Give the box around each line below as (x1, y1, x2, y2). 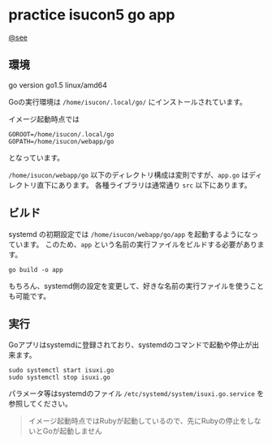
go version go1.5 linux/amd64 (8, 80, 108, 90)
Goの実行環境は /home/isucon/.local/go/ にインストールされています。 (8, 97, 248, 106)
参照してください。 (8, 399, 73, 409)
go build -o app (8, 265, 63, 273)
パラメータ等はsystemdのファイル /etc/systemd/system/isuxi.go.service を (8, 389, 265, 398)
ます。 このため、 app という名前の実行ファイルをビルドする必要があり (22, 239, 257, 249)
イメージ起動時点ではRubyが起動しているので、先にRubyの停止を (28, 416, 248, 426)
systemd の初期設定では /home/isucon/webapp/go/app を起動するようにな (8, 229, 252, 239)
